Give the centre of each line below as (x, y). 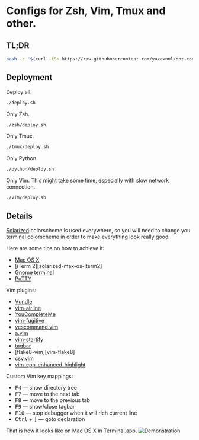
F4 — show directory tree (46, 387)
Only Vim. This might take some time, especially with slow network (88, 181)
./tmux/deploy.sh (28, 147)
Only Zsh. (18, 114)
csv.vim (24, 358)
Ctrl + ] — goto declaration (50, 419)
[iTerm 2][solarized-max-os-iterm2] (58, 266)
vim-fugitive (29, 320)
